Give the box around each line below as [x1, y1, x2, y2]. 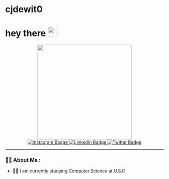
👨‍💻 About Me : [5, 157, 41, 164]
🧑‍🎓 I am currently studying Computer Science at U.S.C [12, 168, 126, 174]
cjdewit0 [5, 4, 43, 15]
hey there [5, 28, 46, 39]
